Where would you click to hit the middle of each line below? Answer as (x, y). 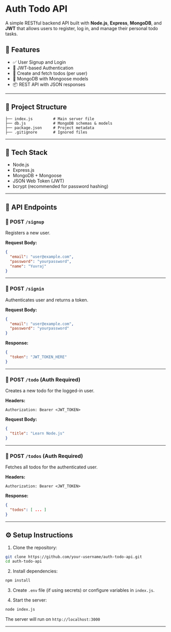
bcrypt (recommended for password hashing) (60, 186)
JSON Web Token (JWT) (38, 181)
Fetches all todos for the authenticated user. (51, 467)
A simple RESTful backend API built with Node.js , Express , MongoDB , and (83, 23)
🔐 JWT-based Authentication (43, 68)
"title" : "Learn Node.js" (37, 433)
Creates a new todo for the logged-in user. (50, 391)
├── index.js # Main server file (50, 119)
